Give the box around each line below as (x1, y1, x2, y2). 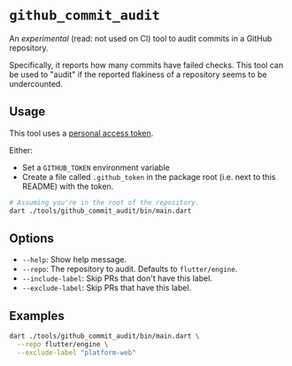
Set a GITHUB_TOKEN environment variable (21, 162, 170, 173)
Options (9, 230, 55, 245)
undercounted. (9, 78, 64, 89)
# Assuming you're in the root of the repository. (9, 198, 200, 206)
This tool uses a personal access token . (9, 128, 154, 138)
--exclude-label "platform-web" (17, 348, 137, 357)
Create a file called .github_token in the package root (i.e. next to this (21, 171, 276, 182)
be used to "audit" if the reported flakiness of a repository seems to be (9, 69, 267, 80)
